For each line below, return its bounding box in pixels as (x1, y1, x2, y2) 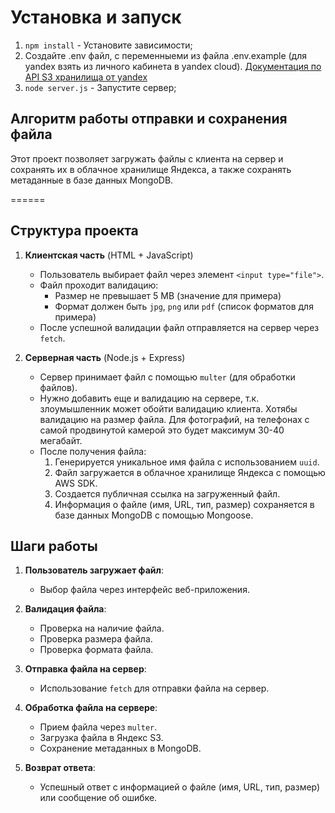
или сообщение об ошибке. (39, 792, 158, 804)
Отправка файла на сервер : (24, 663, 147, 675)
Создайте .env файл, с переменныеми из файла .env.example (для (24, 49, 307, 61)
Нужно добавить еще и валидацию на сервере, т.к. (39, 392, 260, 404)
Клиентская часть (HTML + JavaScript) (24, 249, 194, 261)
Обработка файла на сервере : (24, 702, 158, 714)
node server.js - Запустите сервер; (24, 81, 177, 93)
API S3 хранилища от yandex (24, 71, 148, 83)
